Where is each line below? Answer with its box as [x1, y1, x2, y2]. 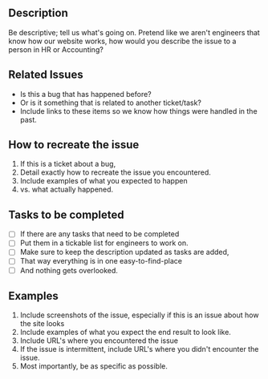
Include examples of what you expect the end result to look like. [19, 328, 231, 337]
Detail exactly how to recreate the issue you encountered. [19, 167, 211, 177]
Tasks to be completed [8, 208, 124, 221]
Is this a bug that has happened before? [19, 89, 152, 99]
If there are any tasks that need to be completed [19, 229, 180, 239]
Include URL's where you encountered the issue [19, 336, 179, 345]
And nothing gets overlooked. [19, 265, 119, 275]
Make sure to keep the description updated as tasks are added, [19, 248, 229, 257]
